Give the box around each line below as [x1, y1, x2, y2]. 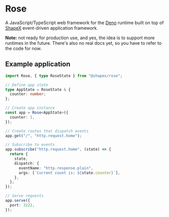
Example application [5, 60, 70, 68]
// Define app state [5, 82, 49, 87]
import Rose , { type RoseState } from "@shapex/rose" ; [5, 73, 123, 78]
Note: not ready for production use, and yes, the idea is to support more [5, 35, 155, 41]
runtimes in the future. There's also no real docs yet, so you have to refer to [5, 40, 162, 46]
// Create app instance [5, 105, 55, 111]
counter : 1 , [10, 115, 35, 120]
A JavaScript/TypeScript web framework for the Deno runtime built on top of [5, 20, 164, 26]
